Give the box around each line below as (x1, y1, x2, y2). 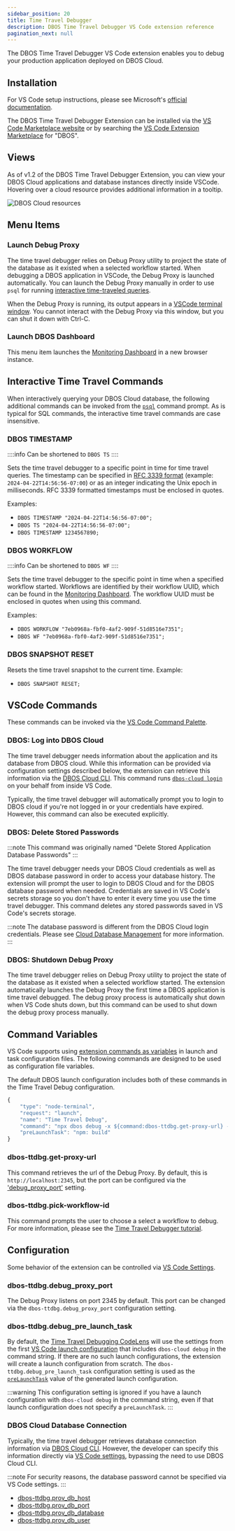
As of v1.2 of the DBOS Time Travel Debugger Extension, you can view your (7, 170, 225, 179)
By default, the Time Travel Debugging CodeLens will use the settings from (7, 1337, 224, 1346)
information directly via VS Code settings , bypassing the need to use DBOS (7, 1451, 224, 1459)
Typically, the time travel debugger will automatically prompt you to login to (7, 795, 224, 803)
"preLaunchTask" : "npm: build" (20, 1129, 111, 1136)
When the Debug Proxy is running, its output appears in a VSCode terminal (7, 299, 222, 308)
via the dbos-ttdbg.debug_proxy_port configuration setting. (7, 1304, 177, 1312)
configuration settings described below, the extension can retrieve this (7, 766, 211, 775)
